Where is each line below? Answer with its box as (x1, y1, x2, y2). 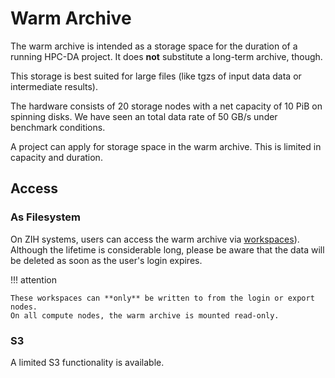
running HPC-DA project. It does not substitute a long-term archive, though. (10, 50, 323, 62)
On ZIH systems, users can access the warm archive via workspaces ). (10, 233, 300, 245)
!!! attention (10, 273, 57, 286)
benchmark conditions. (10, 121, 106, 133)
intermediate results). (10, 80, 98, 92)
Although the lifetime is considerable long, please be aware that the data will (10, 243, 325, 256)
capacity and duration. (10, 151, 103, 163)
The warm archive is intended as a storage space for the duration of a (10, 40, 298, 52)
